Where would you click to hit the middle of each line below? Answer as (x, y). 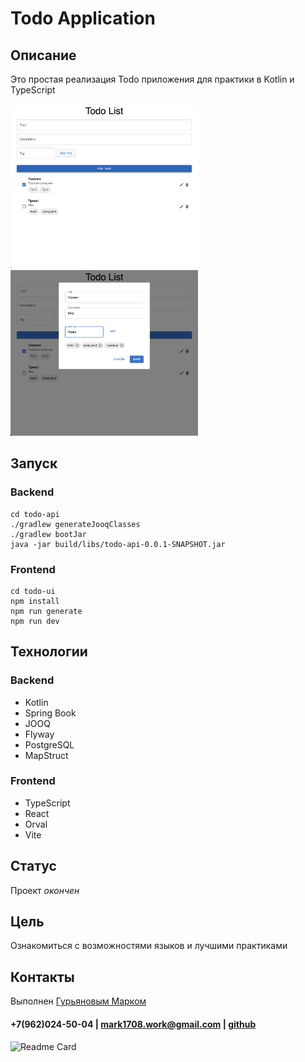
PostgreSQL (49, 744)
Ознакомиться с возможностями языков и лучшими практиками (149, 946)
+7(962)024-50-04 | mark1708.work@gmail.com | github (133, 1024)
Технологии (49, 652)
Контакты (42, 977)
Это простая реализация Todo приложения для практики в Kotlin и (152, 79)
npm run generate (46, 611)
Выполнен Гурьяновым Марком (78, 1001)
